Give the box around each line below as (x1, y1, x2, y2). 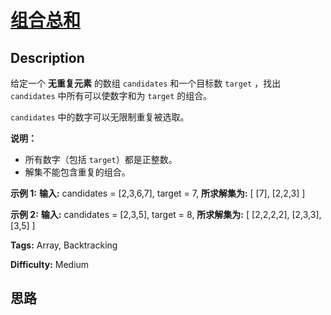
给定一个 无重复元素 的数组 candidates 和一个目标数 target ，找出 (10, 77, 282, 89)
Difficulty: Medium (10, 259, 90, 270)
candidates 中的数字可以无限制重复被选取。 (10, 111, 190, 123)
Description (10, 49, 85, 66)
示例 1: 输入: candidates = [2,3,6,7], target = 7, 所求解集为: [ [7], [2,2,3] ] (10, 187, 306, 199)
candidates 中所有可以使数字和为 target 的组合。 (10, 90, 213, 101)
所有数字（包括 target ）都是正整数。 (24, 154, 178, 165)
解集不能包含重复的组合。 (24, 166, 131, 178)
